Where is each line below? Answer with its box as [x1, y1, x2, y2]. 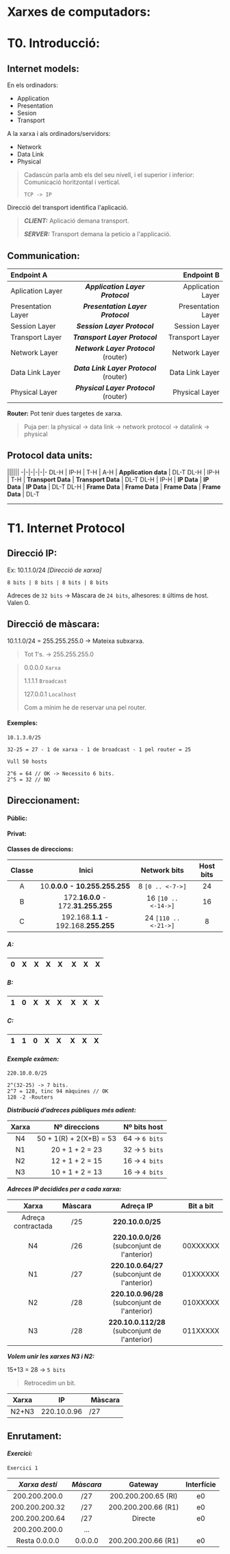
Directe [131, 1513, 155, 1523]
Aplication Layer [10, 286, 63, 295]
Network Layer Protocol [75, 344, 155, 353]
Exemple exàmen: [7, 1055, 60, 1063]
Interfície [186, 1479, 216, 1489]
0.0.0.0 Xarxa [23, 663, 61, 672]
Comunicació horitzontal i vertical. [23, 178, 121, 186]
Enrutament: [7, 1430, 62, 1442]
